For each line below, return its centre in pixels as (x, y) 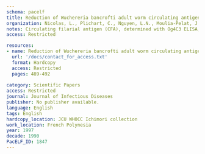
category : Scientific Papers (43, 85)
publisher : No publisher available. (53, 102)
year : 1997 (20, 131)
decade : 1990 (23, 136)
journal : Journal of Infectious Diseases (60, 97)
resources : (20, 46)
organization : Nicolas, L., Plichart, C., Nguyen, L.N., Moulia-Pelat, (99, 23)
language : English (30, 108)
